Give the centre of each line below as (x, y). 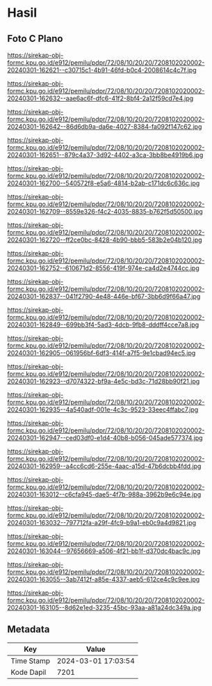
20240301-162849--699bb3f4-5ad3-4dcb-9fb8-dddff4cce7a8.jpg (103, 325)
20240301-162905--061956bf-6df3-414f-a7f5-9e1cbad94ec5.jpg (101, 353)
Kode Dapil (28, 672)
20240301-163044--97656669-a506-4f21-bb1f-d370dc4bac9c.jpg (104, 551)
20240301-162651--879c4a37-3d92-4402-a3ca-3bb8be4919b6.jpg (105, 155)
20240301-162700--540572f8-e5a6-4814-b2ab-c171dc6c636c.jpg (104, 183)
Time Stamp (31, 661)
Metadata (28, 629)
